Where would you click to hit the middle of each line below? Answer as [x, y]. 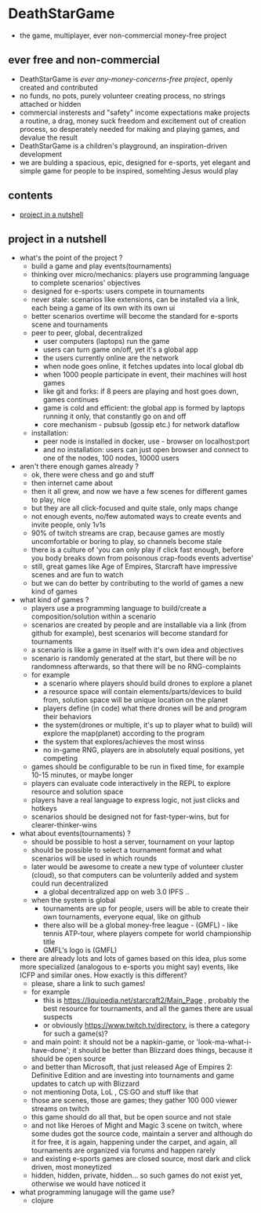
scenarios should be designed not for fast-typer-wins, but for [130, 817]
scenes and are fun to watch [77, 575]
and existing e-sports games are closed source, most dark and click [141, 1159]
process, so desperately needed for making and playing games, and [129, 129]
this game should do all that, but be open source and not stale [131, 1117]
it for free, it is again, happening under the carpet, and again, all [134, 1142]
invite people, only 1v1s [68, 525]
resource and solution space [77, 792]
